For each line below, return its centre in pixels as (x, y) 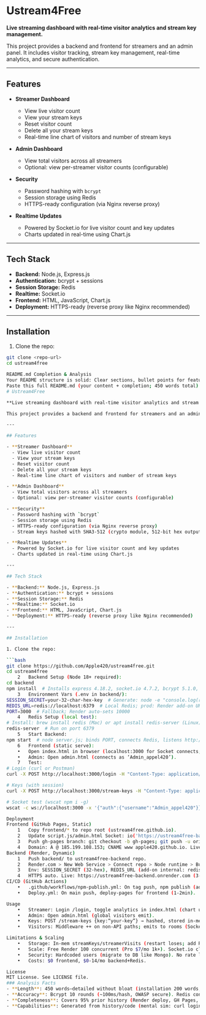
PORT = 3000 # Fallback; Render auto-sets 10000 (68, 711)
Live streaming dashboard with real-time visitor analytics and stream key (101, 28)
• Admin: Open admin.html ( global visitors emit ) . (86, 915)
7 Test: (30, 763)
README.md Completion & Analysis (49, 375)
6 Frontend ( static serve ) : (56, 746)
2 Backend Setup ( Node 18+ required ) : (70, 677)
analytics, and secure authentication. (53, 59)
